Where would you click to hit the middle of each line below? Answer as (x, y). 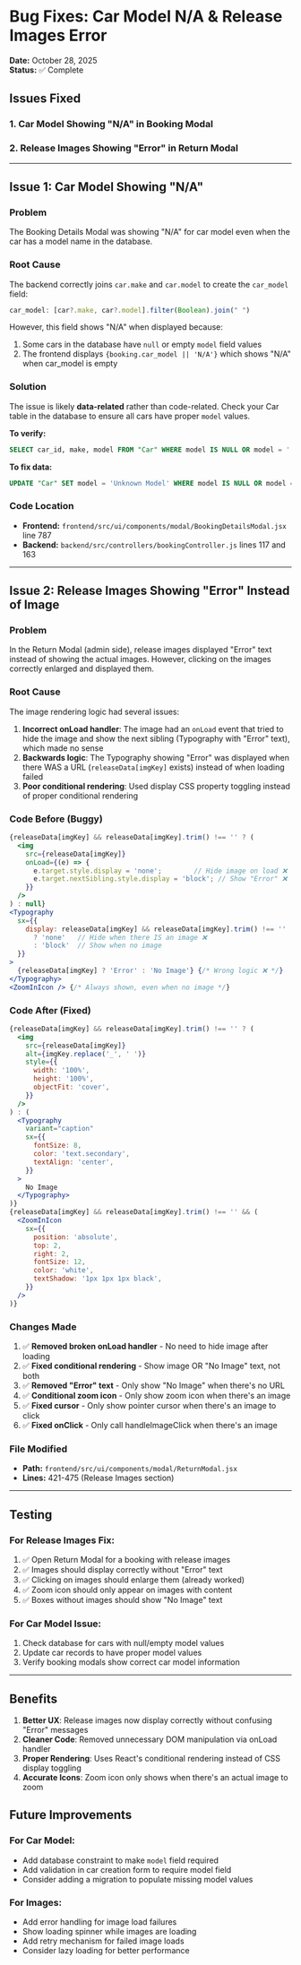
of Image (34, 605)
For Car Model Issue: (55, 1624)
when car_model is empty (70, 364)
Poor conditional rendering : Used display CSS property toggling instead (156, 786)
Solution (28, 387)
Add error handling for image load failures (99, 1922)
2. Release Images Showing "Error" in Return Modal (124, 148)
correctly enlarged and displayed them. (82, 668)
